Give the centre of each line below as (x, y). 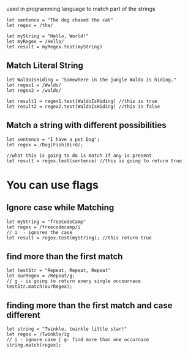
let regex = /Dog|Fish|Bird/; (45, 145)
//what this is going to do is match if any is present (79, 156)
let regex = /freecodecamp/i (43, 227)
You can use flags (53, 185)
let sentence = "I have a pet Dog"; (53, 139)
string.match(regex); (34, 345)
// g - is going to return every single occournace (73, 281)
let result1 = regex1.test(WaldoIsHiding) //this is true (82, 101)
